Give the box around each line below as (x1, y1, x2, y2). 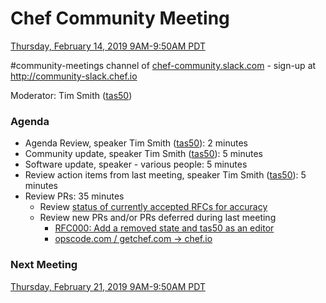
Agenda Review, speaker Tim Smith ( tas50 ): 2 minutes (24, 137, 248, 149)
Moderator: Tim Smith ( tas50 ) (10, 89, 133, 101)
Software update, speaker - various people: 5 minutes (24, 158, 248, 171)
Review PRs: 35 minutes (24, 190, 125, 202)
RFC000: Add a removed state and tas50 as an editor (54, 222, 275, 234)
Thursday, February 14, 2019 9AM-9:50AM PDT (10, 40, 206, 52)
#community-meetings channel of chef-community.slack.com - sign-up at (10, 59, 317, 71)
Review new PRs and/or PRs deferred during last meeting (39, 212, 277, 224)
